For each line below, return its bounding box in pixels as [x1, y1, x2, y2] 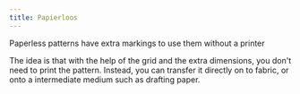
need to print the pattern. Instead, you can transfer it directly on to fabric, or [9, 64, 289, 75]
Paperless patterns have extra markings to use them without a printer [9, 38, 266, 48]
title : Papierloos [9, 13, 78, 22]
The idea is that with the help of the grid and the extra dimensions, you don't [9, 55, 292, 65]
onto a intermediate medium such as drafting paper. [9, 73, 201, 85]
